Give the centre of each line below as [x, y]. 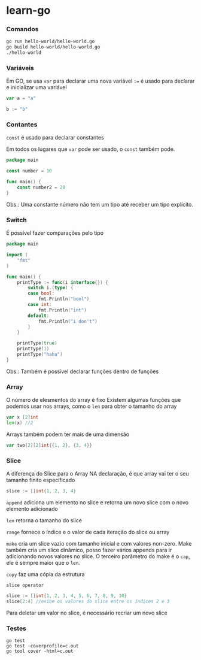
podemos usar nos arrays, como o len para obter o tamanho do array [92, 406]
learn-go [28, 10]
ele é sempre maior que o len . [43, 562]
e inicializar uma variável [36, 87]
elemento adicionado [32, 508]
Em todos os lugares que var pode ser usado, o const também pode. [91, 149]
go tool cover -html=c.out [40, 651]
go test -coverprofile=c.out [42, 646]
